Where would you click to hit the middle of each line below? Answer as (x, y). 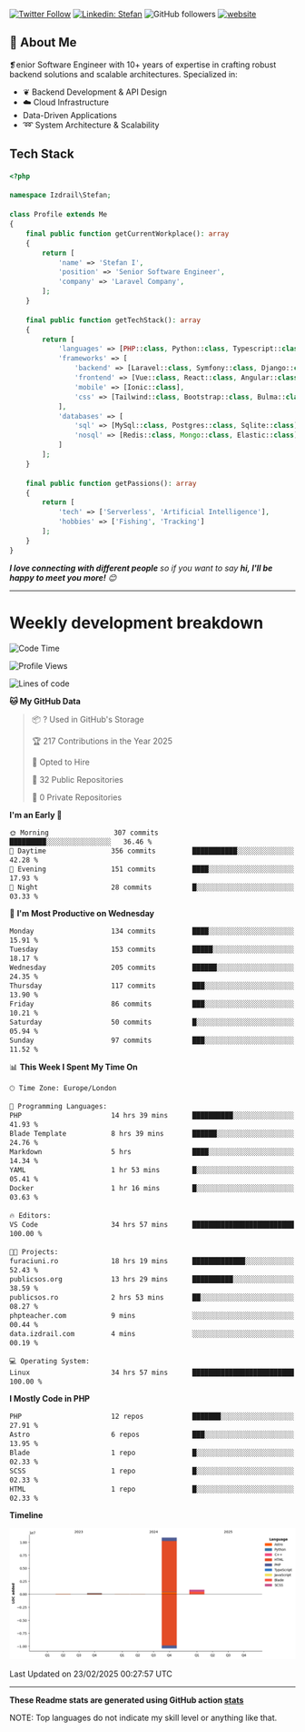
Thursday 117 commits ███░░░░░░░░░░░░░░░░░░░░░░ (152, 986)
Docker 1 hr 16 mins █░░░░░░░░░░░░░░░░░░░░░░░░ (152, 1188)
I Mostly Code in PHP (50, 1398)
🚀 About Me (43, 42)
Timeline (26, 1514)
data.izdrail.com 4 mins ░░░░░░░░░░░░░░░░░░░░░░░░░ (152, 1333)
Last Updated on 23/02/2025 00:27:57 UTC (91, 1674)
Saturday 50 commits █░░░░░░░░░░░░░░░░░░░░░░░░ (152, 1022)
